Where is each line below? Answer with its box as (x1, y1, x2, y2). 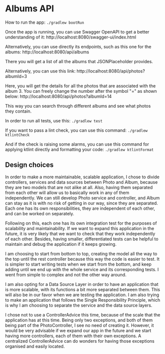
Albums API (5, 3, 54, 14)
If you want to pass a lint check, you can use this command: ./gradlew (5, 127, 148, 133)
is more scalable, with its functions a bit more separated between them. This (5, 286, 160, 292)
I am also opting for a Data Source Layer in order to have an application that (5, 281, 159, 287)
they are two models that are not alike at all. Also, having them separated (5, 184, 153, 190)
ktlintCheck (5, 132, 30, 137)
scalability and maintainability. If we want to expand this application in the (5, 225, 154, 231)
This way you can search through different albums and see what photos (5, 103, 151, 109)
